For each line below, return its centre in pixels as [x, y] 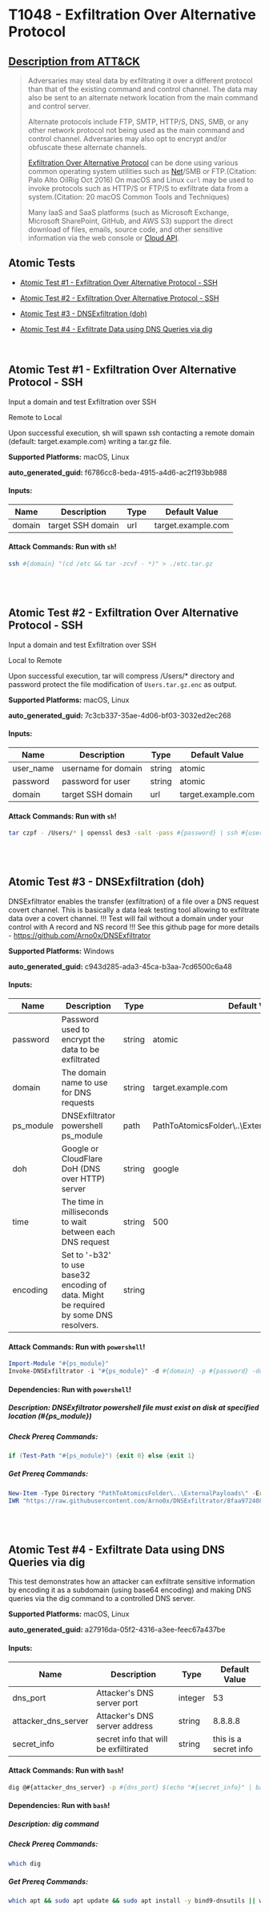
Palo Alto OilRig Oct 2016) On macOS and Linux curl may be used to [141, 180]
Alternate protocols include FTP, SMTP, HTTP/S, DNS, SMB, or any [138, 121]
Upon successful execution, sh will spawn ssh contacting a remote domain [131, 433]
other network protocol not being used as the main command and [136, 130]
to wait [74, 1222]
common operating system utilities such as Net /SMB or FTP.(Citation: [142, 171]
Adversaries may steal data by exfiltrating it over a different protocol [141, 81]
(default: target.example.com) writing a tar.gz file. [90, 441]
